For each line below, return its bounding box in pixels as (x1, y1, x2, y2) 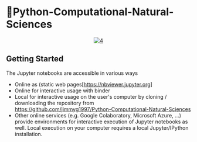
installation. (14, 130, 43, 137)
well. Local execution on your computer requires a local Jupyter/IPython (14, 124, 189, 131)
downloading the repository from (14, 99, 94, 106)
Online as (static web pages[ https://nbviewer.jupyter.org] (14, 81, 152, 88)
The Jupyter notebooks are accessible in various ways (6, 70, 138, 77)
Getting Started (6, 54, 64, 64)
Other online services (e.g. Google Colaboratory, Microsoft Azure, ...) (14, 112, 182, 119)
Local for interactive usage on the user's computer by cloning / (14, 93, 167, 100)
